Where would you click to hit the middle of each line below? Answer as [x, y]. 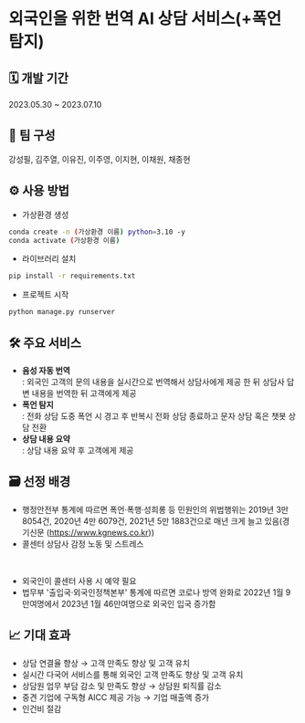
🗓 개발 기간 [39, 78]
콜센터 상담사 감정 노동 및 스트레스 [83, 543]
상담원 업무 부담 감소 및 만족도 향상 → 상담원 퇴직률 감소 [121, 686]
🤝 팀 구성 [32, 136]
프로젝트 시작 [45, 295]
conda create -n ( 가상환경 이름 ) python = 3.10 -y [97, 232]
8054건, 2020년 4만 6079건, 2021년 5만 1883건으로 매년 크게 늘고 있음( [152, 520]
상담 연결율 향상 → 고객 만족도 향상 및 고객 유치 [106, 663]
